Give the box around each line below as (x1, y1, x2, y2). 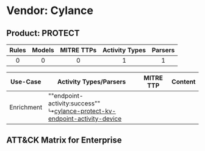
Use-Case (10, 77, 41, 86)
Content (171, 77, 196, 86)
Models (32, 46, 54, 54)
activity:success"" (48, 99, 101, 107)
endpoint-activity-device (48, 114, 122, 122)
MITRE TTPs (60, 46, 97, 54)
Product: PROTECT (6, 28, 81, 38)
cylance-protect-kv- (54, 107, 117, 115)
